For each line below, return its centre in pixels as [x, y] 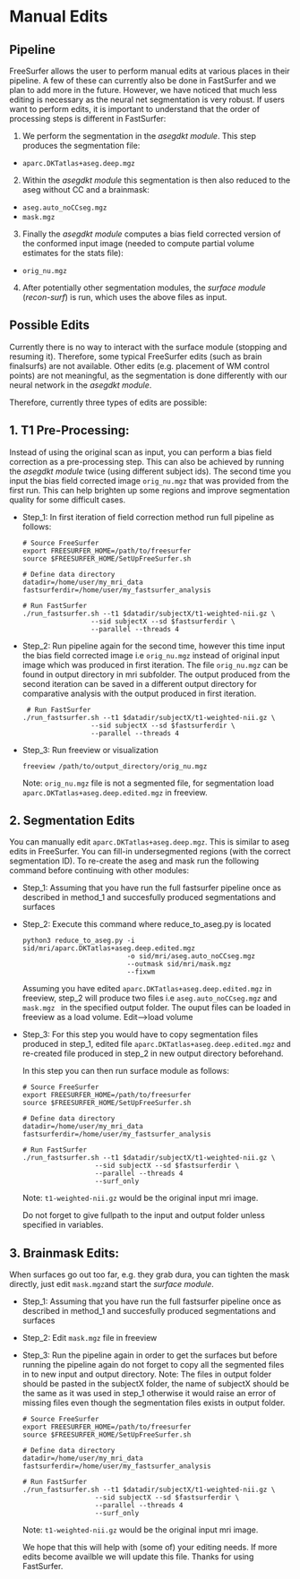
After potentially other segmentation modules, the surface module [144, 287]
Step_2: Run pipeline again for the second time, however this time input [154, 646]
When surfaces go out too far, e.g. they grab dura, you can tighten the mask [150, 1274]
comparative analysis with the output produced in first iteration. [139, 693]
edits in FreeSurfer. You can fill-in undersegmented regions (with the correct [150, 852]
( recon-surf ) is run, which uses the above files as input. [124, 297]
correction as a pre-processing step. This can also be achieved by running [147, 461]
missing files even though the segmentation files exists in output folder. [154, 1403]
